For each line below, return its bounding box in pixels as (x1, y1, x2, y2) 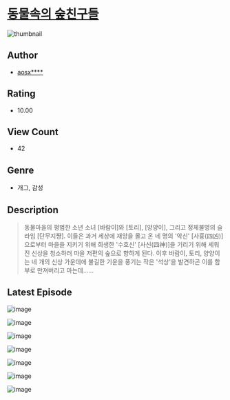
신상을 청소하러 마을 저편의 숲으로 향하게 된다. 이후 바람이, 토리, (31, 249, 202, 257)
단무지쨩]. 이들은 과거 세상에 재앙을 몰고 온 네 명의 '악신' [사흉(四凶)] (39, 232, 224, 240)
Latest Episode (7, 287, 72, 299)
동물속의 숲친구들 (7, 6, 99, 22)
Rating (7, 88, 36, 100)
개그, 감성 (17, 183, 43, 192)
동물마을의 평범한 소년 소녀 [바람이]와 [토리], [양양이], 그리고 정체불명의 (23, 223, 216, 231)
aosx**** (17, 68, 43, 76)
